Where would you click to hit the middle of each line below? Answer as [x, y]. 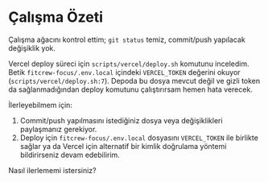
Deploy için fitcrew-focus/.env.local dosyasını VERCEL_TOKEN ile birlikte [139, 138]
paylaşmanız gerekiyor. [58, 129]
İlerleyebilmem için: [40, 105]
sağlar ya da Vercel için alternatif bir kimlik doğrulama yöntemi [123, 146]
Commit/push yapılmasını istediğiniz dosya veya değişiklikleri [121, 120]
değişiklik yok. [32, 48]
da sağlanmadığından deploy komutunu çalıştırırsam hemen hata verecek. [131, 89]
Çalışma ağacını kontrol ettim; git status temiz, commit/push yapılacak [127, 39]
